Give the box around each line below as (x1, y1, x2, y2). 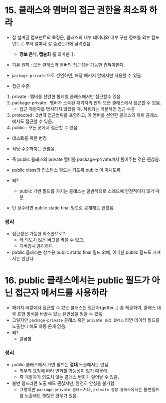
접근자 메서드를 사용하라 (14, 287, 108, 299)
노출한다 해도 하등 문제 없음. (11, 323, 67, 329)
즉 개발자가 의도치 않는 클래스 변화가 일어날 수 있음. (19, 374, 119, 380)
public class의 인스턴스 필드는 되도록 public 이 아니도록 (11, 167, 121, 173)
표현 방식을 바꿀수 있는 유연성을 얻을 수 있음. (17, 311, 104, 317)
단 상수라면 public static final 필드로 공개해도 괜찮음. (11, 204, 115, 210)
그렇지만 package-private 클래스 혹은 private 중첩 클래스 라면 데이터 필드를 (11, 317, 160, 323)
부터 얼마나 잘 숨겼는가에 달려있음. (25, 40, 92, 46)
